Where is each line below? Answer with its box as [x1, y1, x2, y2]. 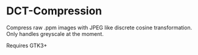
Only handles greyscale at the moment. [6, 30, 104, 37]
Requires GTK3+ [6, 42, 48, 49]
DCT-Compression [6, 4, 103, 18]
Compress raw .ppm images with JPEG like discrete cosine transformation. [6, 24, 192, 31]
